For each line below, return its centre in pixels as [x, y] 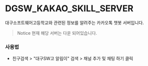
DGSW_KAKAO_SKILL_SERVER [69, 9]
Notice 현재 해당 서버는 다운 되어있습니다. [57, 33]
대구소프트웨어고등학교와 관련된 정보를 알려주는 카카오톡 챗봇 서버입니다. [74, 22]
